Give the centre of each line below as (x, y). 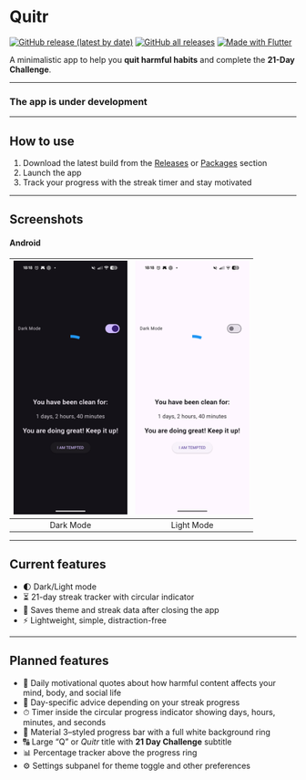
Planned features (59, 661)
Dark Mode (71, 525)
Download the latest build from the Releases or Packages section (145, 163)
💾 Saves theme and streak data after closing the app (121, 609)
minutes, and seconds (64, 722)
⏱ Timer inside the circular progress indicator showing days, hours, (149, 712)
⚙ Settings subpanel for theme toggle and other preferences (136, 765)
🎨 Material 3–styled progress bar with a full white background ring (147, 732)
